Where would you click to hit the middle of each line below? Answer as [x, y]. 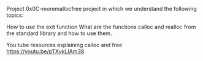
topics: [15, 15]
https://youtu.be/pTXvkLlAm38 [45, 51]
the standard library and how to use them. [59, 33]
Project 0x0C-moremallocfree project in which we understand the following [102, 9]
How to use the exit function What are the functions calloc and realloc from [101, 27]
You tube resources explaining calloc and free [64, 45]
